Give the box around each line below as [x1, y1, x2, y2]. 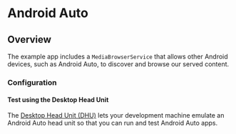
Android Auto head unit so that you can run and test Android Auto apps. [7, 119, 218, 128]
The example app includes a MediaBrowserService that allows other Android [7, 52, 228, 61]
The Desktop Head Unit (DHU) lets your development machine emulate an [7, 111, 225, 120]
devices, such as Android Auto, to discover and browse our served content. [7, 60, 230, 68]
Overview [7, 33, 52, 46]
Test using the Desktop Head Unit [7, 95, 109, 104]
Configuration [7, 77, 57, 87]
